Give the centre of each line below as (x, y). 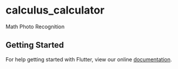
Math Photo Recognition (35, 27)
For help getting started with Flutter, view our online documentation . (89, 59)
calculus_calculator (55, 10)
